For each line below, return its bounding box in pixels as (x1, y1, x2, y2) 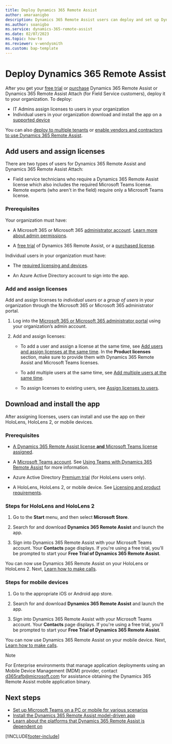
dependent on (12, 723, 42, 730)
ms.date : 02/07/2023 (5, 31, 50, 37)
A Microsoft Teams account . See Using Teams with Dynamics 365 (12, 459, 153, 465)
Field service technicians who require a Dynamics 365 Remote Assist (12, 176, 159, 183)
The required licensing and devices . (12, 262, 89, 268)
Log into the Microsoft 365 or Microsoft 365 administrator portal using (12, 317, 161, 324)
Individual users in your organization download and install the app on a (12, 111, 162, 117)
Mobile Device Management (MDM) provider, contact (5, 667, 118, 674)
